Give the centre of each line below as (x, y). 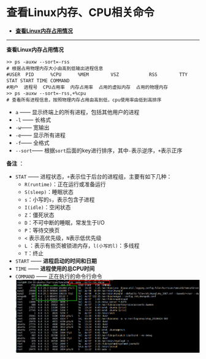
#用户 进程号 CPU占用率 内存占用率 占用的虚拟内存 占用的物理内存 (87, 87)
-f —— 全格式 (32, 142)
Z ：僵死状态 (39, 215)
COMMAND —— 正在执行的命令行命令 (59, 276)
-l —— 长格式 (33, 120)
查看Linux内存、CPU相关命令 (80, 13)
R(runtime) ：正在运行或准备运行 (65, 184)
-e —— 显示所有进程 (40, 135)
